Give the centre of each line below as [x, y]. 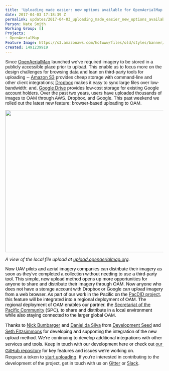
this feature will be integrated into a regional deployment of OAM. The [76, 299]
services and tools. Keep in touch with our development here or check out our [84, 344]
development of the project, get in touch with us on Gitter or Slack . [72, 363]
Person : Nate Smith [26, 24]
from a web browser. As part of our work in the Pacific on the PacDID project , [83, 294]
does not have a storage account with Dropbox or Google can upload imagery [84, 289]
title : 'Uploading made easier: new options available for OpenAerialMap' [85, 10]
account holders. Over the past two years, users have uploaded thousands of [83, 93]
